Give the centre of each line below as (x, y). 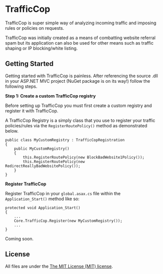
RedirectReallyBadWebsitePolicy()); (43, 166)
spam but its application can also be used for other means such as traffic (80, 43)
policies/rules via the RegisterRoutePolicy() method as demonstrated (76, 125)
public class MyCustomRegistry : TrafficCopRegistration (65, 140)
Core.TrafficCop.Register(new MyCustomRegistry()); (68, 221)
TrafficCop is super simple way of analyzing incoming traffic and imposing (81, 23)
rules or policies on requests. (35, 28)
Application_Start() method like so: (42, 199)
